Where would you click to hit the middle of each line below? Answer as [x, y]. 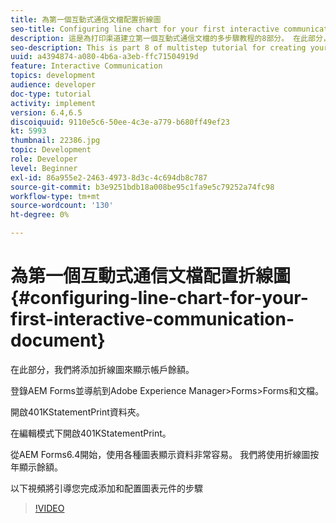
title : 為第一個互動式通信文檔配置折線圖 [86, 19]
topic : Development [51, 150]
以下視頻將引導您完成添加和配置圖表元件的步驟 [106, 488]
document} [58, 340]
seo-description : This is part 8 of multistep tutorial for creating [158, 47]
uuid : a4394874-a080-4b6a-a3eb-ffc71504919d [104, 57]
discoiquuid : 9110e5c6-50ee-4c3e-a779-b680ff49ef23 [120, 122]
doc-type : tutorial [51, 94]
